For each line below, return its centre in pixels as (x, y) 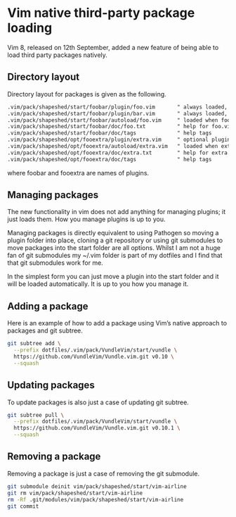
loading (30, 28)
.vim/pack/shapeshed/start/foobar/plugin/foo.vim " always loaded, (118, 107)
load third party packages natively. (57, 55)
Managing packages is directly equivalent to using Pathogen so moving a (113, 233)
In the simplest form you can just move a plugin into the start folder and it (113, 277)
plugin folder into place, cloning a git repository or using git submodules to (115, 240)
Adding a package (48, 306)
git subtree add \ (34, 344)
